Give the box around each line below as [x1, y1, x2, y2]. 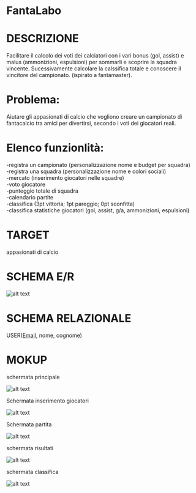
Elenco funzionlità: [6, 141, 104, 155]
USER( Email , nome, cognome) [6, 332, 83, 339]
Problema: [6, 93, 60, 107]
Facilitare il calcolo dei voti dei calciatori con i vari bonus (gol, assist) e [6, 52, 184, 59]
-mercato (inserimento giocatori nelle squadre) [6, 174, 124, 181]
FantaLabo [6, 4, 62, 18]
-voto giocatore [6, 181, 46, 188]
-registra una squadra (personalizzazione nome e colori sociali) [6, 168, 167, 175]
